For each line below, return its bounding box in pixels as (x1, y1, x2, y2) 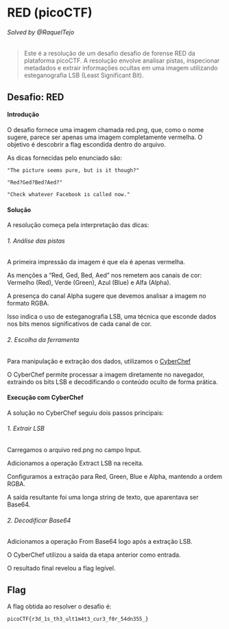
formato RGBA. (7, 299, 49, 308)
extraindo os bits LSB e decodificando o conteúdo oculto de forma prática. (7, 377, 218, 386)
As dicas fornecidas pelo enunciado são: (7, 153, 122, 162)
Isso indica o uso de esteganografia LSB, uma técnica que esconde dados (7, 312, 217, 321)
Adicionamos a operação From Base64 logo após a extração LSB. (7, 537, 193, 546)
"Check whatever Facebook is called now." (7, 191, 130, 198)
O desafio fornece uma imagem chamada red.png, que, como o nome (7, 125, 204, 134)
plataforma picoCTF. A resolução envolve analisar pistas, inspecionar (23, 56, 220, 65)
